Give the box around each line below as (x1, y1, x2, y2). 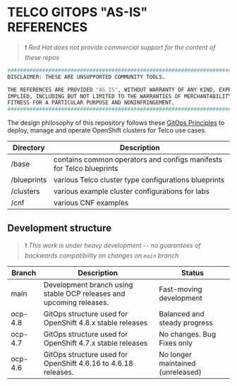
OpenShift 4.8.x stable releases (43, 318, 148, 327)
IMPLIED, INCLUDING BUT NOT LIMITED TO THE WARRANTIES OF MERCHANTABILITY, (7, 92, 235, 99)
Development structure (7, 222, 111, 234)
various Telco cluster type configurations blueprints (54, 175, 225, 185)
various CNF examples (54, 198, 129, 208)
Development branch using (43, 280, 133, 289)
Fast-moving (158, 284, 202, 294)
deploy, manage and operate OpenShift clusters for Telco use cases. (7, 126, 207, 135)
